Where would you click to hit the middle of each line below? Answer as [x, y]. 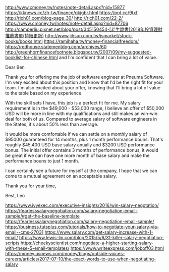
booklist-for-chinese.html [32, 57]
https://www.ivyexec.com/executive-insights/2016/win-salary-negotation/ [82, 205]
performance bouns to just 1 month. [42, 161]
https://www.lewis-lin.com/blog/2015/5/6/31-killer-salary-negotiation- [92, 237]
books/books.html [24, 41]
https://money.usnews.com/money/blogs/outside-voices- [65, 254]
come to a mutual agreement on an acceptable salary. [61, 176]
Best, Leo [15, 196]
